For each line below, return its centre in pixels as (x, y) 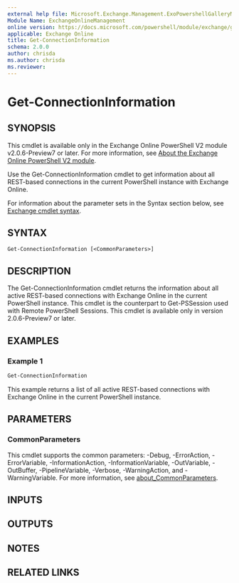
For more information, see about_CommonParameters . (139, 478)
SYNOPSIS (32, 128)
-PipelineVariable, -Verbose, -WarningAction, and (111, 470)
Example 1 (25, 361)
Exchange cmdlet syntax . (44, 210)
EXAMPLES (33, 341)
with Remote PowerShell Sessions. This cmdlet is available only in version (115, 311)
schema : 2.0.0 (28, 47)
